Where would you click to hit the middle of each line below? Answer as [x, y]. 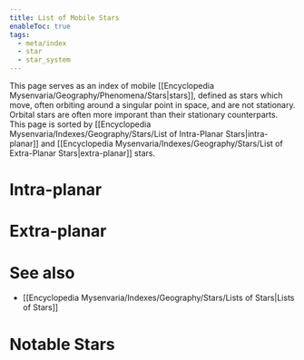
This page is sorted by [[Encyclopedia [80, 124]
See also [42, 272]
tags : [20, 34]
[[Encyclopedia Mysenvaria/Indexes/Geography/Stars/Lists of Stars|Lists [158, 298]
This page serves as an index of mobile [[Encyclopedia [112, 86]
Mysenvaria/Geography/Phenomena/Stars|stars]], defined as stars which [146, 95]
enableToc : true [40, 26]
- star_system [44, 60]
